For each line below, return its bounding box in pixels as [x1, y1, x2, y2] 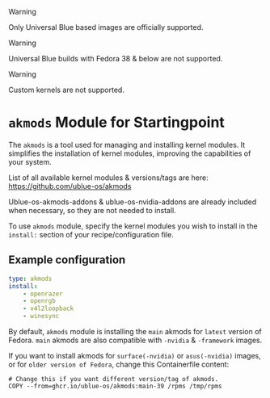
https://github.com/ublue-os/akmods [8, 181, 132, 191]
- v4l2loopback [23, 304, 74, 313]
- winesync [23, 312, 60, 320]
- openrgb [23, 297, 57, 305]
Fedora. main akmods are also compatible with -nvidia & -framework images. [8, 335, 263, 345]
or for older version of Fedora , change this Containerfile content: [8, 359, 230, 369]
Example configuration [8, 253, 126, 267]
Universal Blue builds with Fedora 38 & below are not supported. [8, 54, 223, 63]
